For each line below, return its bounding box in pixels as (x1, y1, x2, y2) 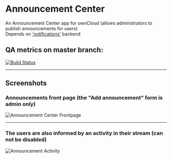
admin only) (5, 101, 36, 108)
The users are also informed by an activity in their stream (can (5, 130, 163, 137)
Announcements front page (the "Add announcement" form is (5, 94, 163, 101)
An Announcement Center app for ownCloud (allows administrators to (5, 20, 153, 26)
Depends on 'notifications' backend (5, 31, 81, 37)
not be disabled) (5, 136, 47, 143)
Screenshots (5, 79, 47, 87)
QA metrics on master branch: (5, 46, 103, 54)
